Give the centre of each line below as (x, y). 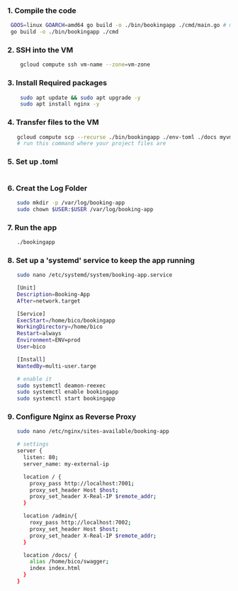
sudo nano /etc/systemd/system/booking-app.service (95, 275)
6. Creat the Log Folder (47, 188)
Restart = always (39, 334)
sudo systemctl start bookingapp (66, 399)
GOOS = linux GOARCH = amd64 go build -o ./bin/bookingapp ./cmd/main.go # (118, 26)
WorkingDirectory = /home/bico (59, 327)
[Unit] (27, 288)
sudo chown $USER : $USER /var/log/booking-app (85, 209)
